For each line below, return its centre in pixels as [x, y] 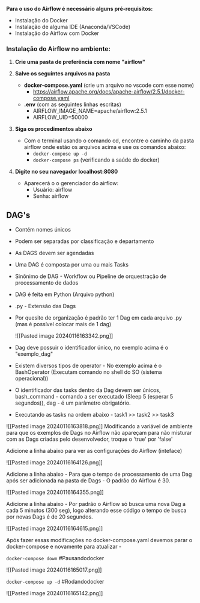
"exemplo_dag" [34, 354]
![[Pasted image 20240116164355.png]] [55, 492]
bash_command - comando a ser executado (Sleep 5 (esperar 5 [94, 397]
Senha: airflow [51, 196]
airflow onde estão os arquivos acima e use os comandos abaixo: [105, 147]
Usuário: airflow [53, 190]
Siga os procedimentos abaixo [53, 129]
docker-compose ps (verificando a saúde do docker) [96, 160]
